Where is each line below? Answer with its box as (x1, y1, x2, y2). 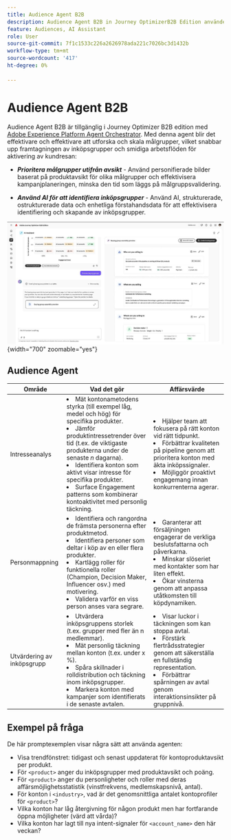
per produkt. (16, 760, 53, 768)
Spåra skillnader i (75, 663, 124, 671)
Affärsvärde (169, 385, 205, 393)
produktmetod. (66, 529, 109, 537)
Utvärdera (75, 612, 104, 620)
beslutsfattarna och (153, 540, 208, 548)
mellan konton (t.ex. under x (66, 648, 146, 657)
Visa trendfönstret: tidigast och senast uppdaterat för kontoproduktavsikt (16, 753, 224, 761)
